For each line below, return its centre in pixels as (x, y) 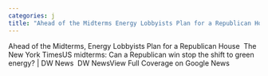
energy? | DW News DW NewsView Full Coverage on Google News (119, 63)
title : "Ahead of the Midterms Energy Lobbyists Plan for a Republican (130, 23)
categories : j (32, 16)
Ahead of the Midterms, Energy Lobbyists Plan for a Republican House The (132, 46)
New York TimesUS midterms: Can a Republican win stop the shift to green (132, 54)
